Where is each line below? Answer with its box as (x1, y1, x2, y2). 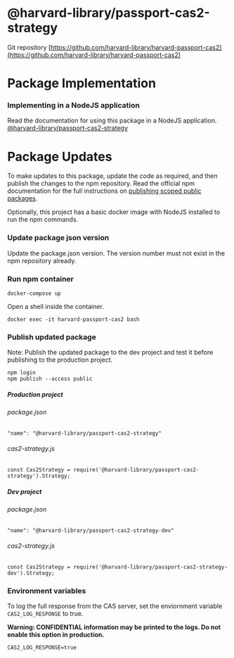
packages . (7, 194, 38, 203)
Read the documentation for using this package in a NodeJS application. (7, 116, 217, 125)
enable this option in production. (7, 631, 105, 639)
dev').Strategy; (7, 569, 55, 576)
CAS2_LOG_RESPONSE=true (7, 644, 77, 652)
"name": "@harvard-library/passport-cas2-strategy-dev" (7, 526, 174, 534)
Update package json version (7, 233, 110, 243)
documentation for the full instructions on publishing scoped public (7, 186, 202, 195)
